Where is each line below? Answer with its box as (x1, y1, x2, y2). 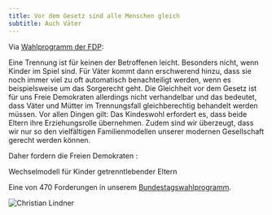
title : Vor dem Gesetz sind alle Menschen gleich (8, 11, 181, 20)
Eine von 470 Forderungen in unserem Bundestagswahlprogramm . (8, 182, 232, 191)
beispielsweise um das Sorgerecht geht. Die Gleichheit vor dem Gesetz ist (8, 83, 257, 93)
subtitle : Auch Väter (8, 19, 82, 28)
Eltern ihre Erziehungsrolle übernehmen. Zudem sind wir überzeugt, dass (8, 118, 254, 127)
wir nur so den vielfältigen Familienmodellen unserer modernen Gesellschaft (8, 127, 265, 136)
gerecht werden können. (8, 135, 91, 144)
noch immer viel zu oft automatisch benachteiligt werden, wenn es (8, 75, 231, 84)
